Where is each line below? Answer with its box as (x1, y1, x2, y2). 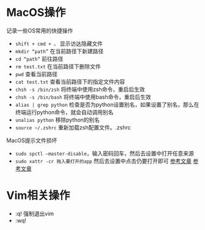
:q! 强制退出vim (15, 210, 54, 217)
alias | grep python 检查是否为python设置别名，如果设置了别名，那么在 (15, 101, 199, 108)
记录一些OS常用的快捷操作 (6, 27, 73, 34)
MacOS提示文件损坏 (6, 137, 58, 144)
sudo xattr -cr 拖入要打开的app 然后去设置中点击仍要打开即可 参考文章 (15, 157, 192, 165)
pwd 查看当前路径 (15, 70, 58, 77)
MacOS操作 (6, 5, 66, 20)
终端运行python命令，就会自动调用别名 (15, 108, 114, 116)
